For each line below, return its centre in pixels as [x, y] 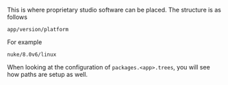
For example [25, 42]
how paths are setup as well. [47, 74]
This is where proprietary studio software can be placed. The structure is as [114, 10]
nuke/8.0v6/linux [32, 54]
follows [17, 17]
